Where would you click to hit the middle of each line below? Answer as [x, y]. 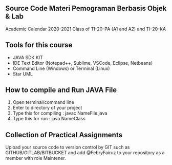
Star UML [23, 74]
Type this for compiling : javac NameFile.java [60, 113]
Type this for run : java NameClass [49, 119]
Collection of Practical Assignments [64, 135]
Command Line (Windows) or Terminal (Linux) [61, 68]
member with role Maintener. [36, 158]
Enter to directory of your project [47, 108]
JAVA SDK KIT [28, 57]
